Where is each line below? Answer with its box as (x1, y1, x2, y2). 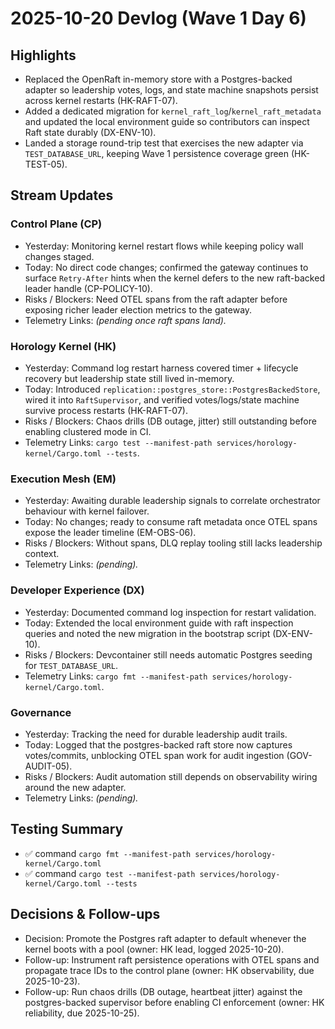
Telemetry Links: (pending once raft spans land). (24, 314, 227, 326)
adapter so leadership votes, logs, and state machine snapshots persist (24, 84, 319, 96)
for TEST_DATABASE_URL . (24, 659, 118, 671)
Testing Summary (10, 821, 124, 838)
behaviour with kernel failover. (24, 505, 150, 517)
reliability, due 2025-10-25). (24, 1007, 140, 1019)
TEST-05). (24, 158, 68, 170)
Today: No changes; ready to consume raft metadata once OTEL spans (24, 516, 318, 528)
